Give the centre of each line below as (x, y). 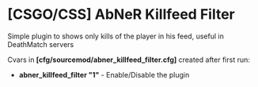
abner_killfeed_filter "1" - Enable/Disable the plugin (104, 74)
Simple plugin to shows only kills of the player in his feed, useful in (116, 36)
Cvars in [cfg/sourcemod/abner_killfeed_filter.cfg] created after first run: (129, 60)
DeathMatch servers (41, 44)
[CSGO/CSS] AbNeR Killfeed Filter (121, 14)
